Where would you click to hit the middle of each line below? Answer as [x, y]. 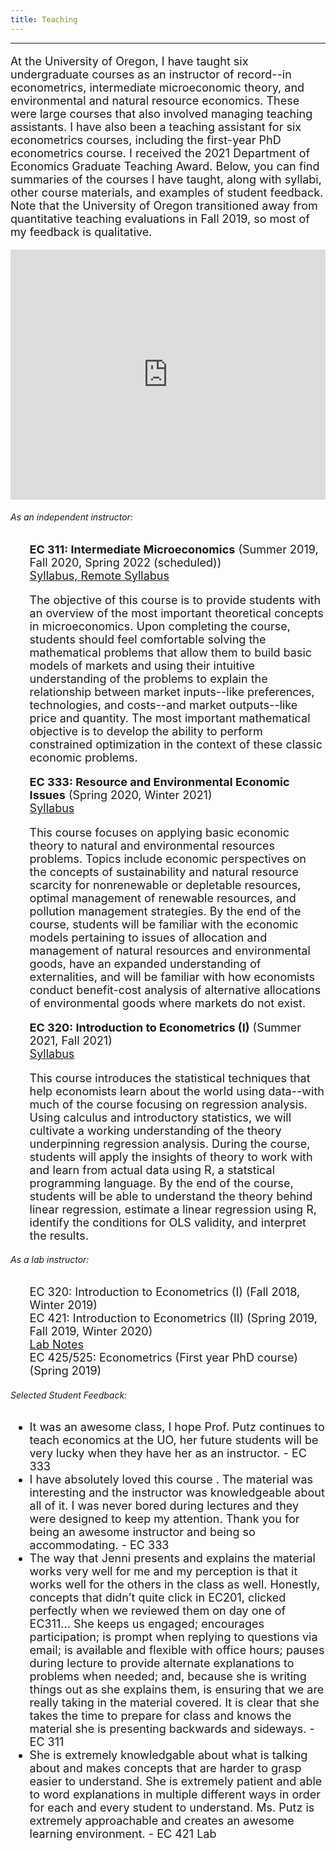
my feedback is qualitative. [81, 231]
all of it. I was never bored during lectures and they [164, 1506]
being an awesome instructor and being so [142, 1532]
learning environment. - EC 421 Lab [123, 1834]
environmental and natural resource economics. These [155, 100]
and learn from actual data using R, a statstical [152, 1169]
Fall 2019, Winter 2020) [91, 1331]
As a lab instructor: [50, 1260]
